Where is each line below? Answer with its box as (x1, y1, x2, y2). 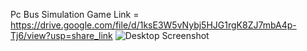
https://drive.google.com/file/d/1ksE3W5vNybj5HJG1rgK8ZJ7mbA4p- (10, 19, 297, 31)
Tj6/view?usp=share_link (10, 30, 113, 41)
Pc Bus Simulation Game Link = (10, 9, 140, 20)
